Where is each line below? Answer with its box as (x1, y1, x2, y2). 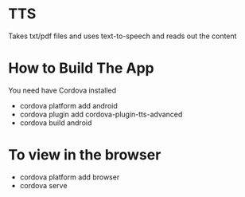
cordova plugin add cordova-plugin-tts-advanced (19, 109, 183, 119)
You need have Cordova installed (8, 85, 117, 95)
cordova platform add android (19, 100, 118, 110)
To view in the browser (8, 146, 161, 164)
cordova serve (19, 180, 68, 190)
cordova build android (19, 117, 92, 128)
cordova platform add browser (19, 172, 120, 182)
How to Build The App (8, 59, 154, 77)
